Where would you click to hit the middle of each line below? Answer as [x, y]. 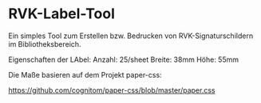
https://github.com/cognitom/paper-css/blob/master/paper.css [112, 90]
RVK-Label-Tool [62, 14]
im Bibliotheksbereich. [45, 44]
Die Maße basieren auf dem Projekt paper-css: [85, 74]
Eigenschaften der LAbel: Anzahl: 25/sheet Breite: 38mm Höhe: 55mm [124, 59]
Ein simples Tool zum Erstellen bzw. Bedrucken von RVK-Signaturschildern [131, 36]
